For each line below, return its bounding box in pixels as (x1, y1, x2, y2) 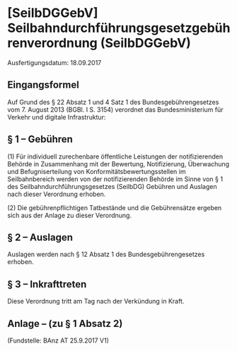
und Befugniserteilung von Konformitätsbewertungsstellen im (7, 167, 186, 175)
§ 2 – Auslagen (7, 231, 73, 243)
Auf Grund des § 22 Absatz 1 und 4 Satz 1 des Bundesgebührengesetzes (7, 98, 219, 106)
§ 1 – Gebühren (7, 133, 73, 146)
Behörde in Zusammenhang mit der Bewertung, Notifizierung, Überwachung (7, 159, 230, 168)
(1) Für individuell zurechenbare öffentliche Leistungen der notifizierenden (7, 152, 224, 161)
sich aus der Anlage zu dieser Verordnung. (7, 211, 132, 219)
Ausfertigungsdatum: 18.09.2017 (7, 58, 102, 67)
